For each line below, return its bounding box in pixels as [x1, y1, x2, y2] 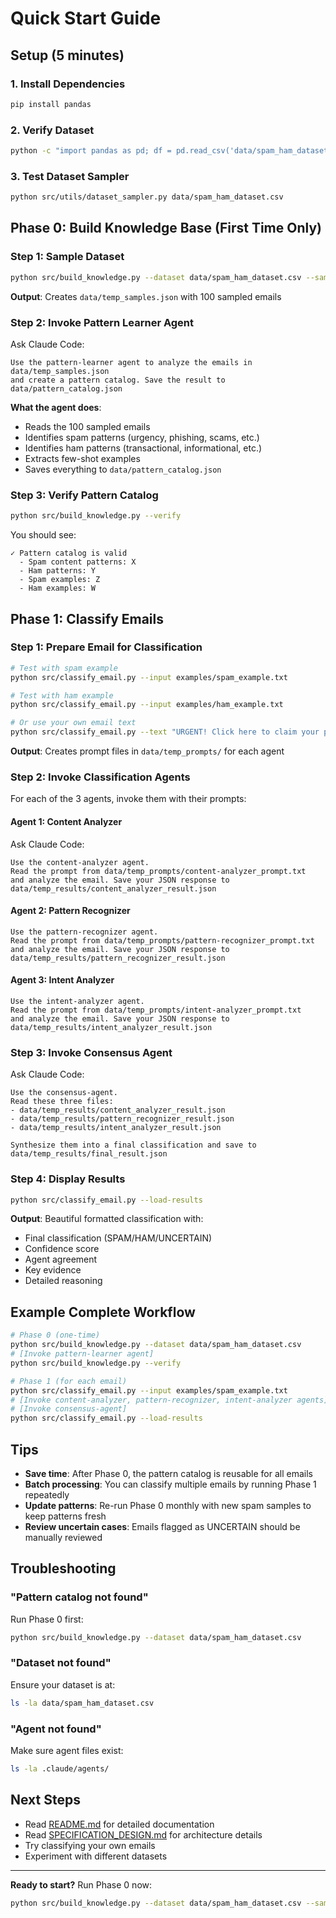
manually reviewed [24, 1531, 103, 1543]
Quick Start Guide [10, 7, 162, 30]
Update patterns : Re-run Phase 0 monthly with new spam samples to [24, 1499, 312, 1511]
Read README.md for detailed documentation [24, 1818, 215, 1830]
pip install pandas [10, 99, 92, 109]
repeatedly [24, 1488, 70, 1501]
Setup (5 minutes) [10, 47, 125, 64]
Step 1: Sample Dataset [10, 250, 125, 264]
